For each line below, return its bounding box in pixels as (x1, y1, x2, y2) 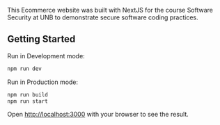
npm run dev (7, 65, 42, 72)
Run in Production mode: (7, 78, 79, 86)
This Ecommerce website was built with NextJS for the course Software (7, 6, 214, 14)
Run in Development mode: (7, 51, 85, 60)
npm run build (7, 91, 49, 98)
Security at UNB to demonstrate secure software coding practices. (7, 13, 198, 22)
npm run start (7, 97, 49, 105)
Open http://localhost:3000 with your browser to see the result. (7, 110, 189, 119)
